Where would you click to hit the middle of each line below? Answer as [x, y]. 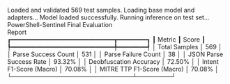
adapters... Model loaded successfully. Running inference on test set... [108, 17]
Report [17, 32]
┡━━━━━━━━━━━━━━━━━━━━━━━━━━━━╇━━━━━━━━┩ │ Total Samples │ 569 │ [115, 47]
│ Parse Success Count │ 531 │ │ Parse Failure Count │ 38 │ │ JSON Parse [115, 54]
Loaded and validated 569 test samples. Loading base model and [101, 10]
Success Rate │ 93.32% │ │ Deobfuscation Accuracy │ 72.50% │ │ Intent [113, 61]
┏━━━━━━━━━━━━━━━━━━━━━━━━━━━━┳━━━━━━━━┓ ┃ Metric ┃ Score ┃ [106, 40]
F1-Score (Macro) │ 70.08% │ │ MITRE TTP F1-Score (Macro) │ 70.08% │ [113, 69]
